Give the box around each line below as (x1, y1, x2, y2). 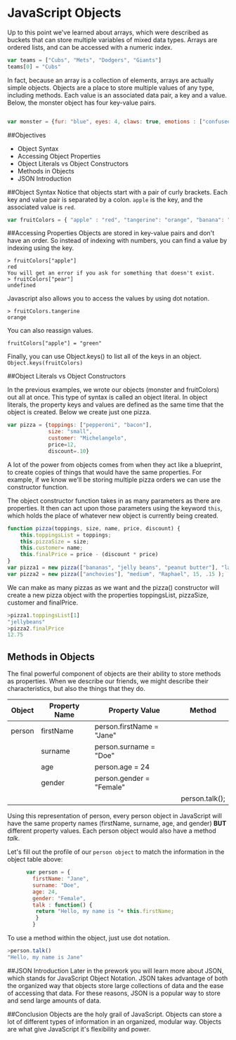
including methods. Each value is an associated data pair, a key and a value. (7, 91, 227, 99)
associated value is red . (7, 202, 76, 211)
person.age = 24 (94, 762, 150, 772)
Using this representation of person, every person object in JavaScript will (7, 812, 223, 820)
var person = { (25, 869, 71, 876)
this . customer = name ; (20, 544, 83, 552)
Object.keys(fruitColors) (7, 360, 83, 367)
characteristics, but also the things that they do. (7, 685, 145, 693)
